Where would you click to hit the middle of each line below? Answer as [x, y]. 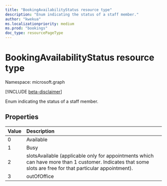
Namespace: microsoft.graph [35, 82]
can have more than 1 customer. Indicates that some [88, 162]
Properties [22, 117]
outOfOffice [40, 176]
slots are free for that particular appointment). [80, 168]
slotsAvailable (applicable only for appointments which [90, 156]
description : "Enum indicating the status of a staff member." [72, 14]
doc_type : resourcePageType [34, 33]
